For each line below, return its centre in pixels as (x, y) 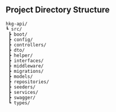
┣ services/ (23, 92)
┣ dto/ (17, 50)
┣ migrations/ (26, 71)
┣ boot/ (18, 34)
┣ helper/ (21, 55)
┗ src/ (14, 29)
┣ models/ (21, 76)
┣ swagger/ (22, 98)
